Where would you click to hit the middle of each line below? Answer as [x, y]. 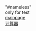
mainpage [15, 17]
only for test [17, 12]
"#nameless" [18, 7]
